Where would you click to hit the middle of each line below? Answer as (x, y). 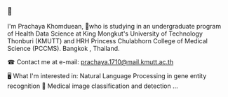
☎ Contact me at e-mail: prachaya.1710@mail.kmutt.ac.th (90, 62)
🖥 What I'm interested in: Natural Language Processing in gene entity (107, 76)
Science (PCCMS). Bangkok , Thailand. (64, 49)
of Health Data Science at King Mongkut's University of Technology (105, 33)
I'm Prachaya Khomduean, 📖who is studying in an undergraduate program (114, 27)
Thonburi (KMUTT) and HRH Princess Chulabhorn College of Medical (108, 41)
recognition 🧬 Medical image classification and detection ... (93, 86)
